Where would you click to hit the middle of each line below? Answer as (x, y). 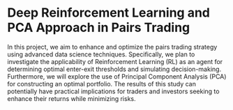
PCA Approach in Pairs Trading (99, 28)
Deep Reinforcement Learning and (109, 13)
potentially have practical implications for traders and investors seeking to (113, 91)
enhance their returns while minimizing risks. (72, 98)
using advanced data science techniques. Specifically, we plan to (101, 54)
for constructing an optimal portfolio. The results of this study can (102, 84)
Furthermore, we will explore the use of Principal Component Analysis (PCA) (117, 76)
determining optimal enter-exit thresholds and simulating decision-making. (114, 69)
